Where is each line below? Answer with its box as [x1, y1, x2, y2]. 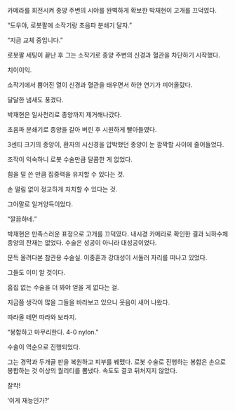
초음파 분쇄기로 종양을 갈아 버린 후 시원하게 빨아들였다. [7, 126, 157, 133]
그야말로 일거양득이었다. [7, 200, 74, 208]
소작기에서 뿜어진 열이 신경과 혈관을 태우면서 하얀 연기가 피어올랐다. [7, 81, 193, 89]
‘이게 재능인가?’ [7, 396, 50, 405]
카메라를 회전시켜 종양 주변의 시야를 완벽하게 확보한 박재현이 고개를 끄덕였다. [7, 6, 217, 14]
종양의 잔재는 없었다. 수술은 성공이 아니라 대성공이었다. [7, 238, 157, 247]
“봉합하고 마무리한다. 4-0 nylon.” [7, 328, 99, 336]
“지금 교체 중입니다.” [7, 36, 63, 44]
